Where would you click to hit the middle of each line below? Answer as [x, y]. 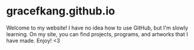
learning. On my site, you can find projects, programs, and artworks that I [97, 34]
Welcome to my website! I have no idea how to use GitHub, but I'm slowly [97, 28]
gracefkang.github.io [61, 11]
